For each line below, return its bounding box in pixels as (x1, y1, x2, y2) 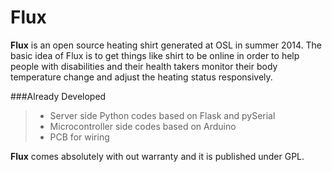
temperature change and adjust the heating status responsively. (10, 71, 273, 83)
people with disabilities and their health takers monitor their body (10, 60, 278, 72)
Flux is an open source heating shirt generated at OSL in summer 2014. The (10, 39, 322, 51)
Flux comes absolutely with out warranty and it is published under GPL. (10, 150, 305, 162)
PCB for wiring (49, 131, 110, 143)
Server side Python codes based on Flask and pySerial (49, 109, 276, 121)
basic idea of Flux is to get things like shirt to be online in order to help (10, 49, 300, 61)
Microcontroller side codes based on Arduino (49, 120, 237, 132)
